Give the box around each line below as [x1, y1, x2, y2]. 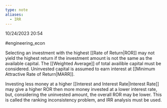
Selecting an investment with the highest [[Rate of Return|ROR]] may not [5, 50, 155, 56]
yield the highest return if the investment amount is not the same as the [5, 55, 152, 61]
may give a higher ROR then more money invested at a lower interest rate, [5, 86, 157, 92]
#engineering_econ [5, 40, 45, 46]
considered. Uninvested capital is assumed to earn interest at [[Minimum [5, 66, 155, 72]
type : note [5, 7, 28, 13]
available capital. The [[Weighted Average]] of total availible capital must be [5, 61, 161, 67]
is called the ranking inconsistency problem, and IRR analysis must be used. [5, 97, 162, 103]
